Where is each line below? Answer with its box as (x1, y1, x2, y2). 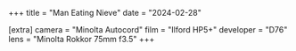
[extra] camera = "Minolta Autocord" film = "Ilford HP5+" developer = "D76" (8, 25, 288, 34)
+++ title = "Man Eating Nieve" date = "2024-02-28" (8, 8, 202, 18)
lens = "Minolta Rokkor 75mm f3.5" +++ (8, 34, 155, 44)
